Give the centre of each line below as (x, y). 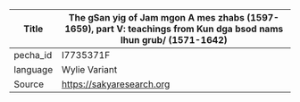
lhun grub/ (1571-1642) (174, 40)
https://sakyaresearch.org (116, 84)
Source (29, 84)
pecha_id (33, 55)
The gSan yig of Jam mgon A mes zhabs (157, 17)
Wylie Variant (89, 69)
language (33, 69)
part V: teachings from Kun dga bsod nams (190, 29)
